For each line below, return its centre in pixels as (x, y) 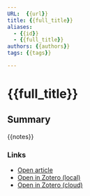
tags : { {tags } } (29, 53)
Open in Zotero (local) (49, 178)
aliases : (20, 27)
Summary (29, 120)
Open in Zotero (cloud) (50, 185)
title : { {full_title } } (40, 20)
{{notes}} (21, 136)
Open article (35, 170)
